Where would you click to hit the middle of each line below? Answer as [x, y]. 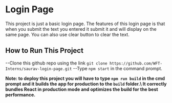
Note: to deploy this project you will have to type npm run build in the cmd [85, 78]
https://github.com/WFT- [136, 63]
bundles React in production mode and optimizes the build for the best [82, 89]
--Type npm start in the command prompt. [118, 68]
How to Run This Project [44, 50]
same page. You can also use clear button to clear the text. [67, 34]
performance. [20, 95]
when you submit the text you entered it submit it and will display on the [81, 29]
